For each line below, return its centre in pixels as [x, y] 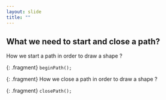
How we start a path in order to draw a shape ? [64, 56]
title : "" [19, 17]
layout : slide [24, 12]
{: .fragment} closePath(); [39, 91]
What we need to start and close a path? [83, 42]
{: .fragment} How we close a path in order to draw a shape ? [82, 79]
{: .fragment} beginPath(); [39, 68]
